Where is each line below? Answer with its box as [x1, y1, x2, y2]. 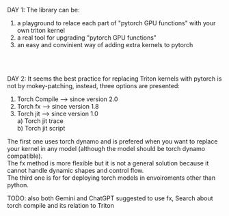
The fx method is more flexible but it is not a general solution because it [7, 159, 209, 167]
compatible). [7, 152, 43, 160]
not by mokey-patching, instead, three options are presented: [7, 82, 180, 90]
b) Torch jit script [16, 124, 66, 132]
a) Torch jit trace [16, 117, 64, 125]
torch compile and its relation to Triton [7, 202, 114, 209]
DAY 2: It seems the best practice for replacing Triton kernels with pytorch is [7, 75, 222, 83]
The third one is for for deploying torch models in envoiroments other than [7, 174, 216, 182]
